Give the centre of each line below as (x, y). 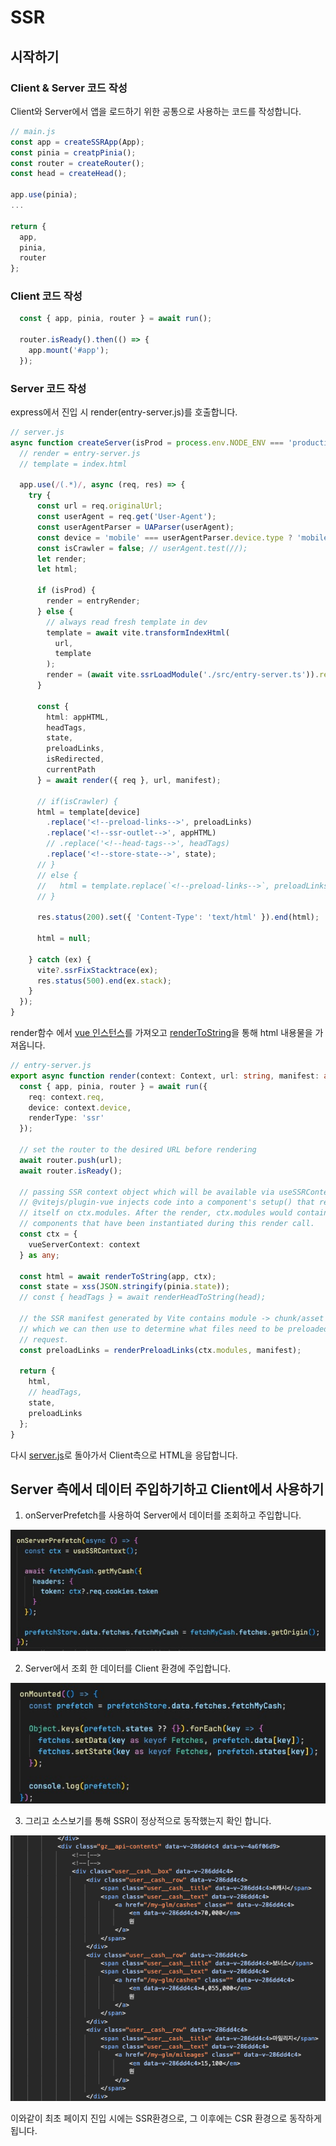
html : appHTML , (78, 717)
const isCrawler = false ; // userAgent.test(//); (142, 548)
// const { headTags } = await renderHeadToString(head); (143, 1297)
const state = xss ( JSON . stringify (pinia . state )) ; (124, 1287)
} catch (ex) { (60, 959)
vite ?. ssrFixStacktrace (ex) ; (97, 970)
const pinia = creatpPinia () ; (73, 152)
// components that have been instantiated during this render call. (167, 1224)
